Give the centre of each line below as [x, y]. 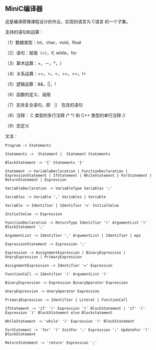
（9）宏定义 [17, 125]
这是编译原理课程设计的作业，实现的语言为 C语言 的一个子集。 [68, 22]
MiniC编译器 [24, 9]
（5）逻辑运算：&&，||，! [31, 84]
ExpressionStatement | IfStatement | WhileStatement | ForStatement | [78, 175]
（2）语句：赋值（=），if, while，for [41, 52]
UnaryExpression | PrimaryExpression [44, 257]
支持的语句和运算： [24, 32]
